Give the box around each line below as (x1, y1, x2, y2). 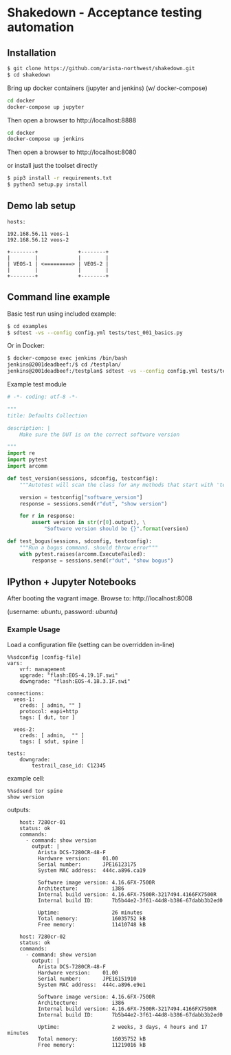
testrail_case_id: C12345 (32, 762, 107, 769)
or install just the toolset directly (7, 162, 98, 170)
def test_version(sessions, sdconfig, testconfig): (7, 475, 158, 482)
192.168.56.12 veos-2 (7, 236, 69, 243)
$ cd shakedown (7, 71, 51, 78)
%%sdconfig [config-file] (7, 653, 81, 661)
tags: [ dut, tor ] (19, 714, 76, 721)
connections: (7, 690, 45, 697)
